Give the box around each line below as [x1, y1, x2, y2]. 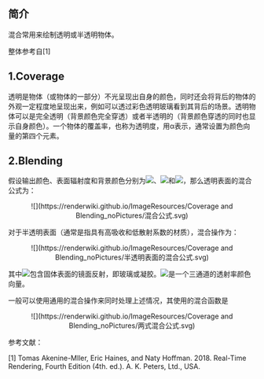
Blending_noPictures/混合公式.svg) [75, 211, 189, 220]
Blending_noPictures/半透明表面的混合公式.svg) [54, 252, 210, 262]
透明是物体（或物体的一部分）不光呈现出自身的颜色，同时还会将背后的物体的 [8, 91, 256, 101]
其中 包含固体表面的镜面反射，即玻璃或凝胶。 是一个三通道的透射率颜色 [8, 270, 251, 279]
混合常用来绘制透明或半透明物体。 [8, 30, 119, 39]
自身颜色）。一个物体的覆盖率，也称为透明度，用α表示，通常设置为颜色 [14, 121, 244, 131]
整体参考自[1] [8, 46, 51, 56]
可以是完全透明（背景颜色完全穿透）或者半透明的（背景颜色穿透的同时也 [14, 111, 249, 120]
